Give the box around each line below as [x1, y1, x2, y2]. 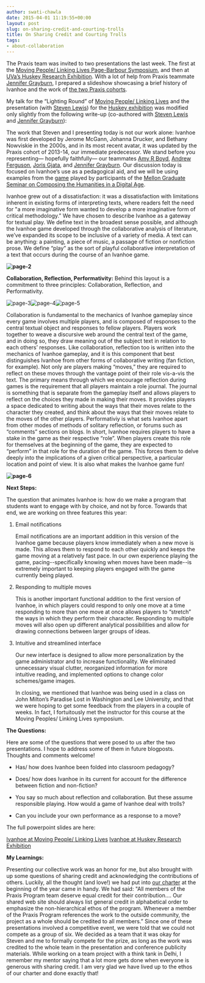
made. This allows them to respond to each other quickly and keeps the [15, 545, 195, 553]
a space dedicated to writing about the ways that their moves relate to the [6, 402, 192, 409]
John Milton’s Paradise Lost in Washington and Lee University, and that [15, 695, 194, 703]
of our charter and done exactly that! [6, 969, 99, 977]
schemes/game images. [15, 677, 76, 684]
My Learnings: [6, 854, 44, 861]
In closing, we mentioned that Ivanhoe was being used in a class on [15, 689, 185, 696]
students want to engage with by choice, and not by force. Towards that [6, 502, 187, 510]
